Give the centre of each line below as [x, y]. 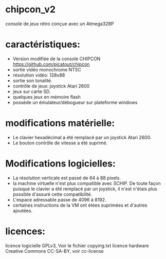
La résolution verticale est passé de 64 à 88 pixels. [67, 178]
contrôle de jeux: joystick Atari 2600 [51, 86]
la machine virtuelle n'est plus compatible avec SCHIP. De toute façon [87, 183]
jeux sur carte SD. [32, 91]
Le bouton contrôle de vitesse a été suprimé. [60, 143]
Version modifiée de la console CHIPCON [57, 59]
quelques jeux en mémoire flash [47, 97]
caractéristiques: [43, 44]
